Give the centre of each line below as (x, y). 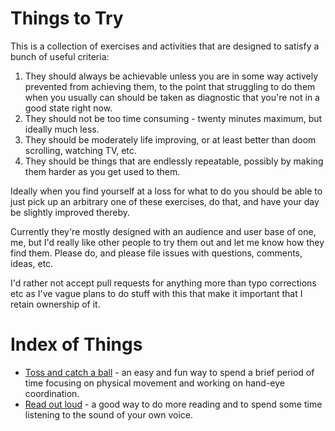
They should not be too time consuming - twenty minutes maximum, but (173, 118)
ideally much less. (62, 129)
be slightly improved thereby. (70, 212)
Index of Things (76, 344)
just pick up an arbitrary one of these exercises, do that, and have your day (165, 201)
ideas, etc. (32, 263)
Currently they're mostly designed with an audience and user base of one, (163, 231)
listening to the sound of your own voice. (108, 414)
